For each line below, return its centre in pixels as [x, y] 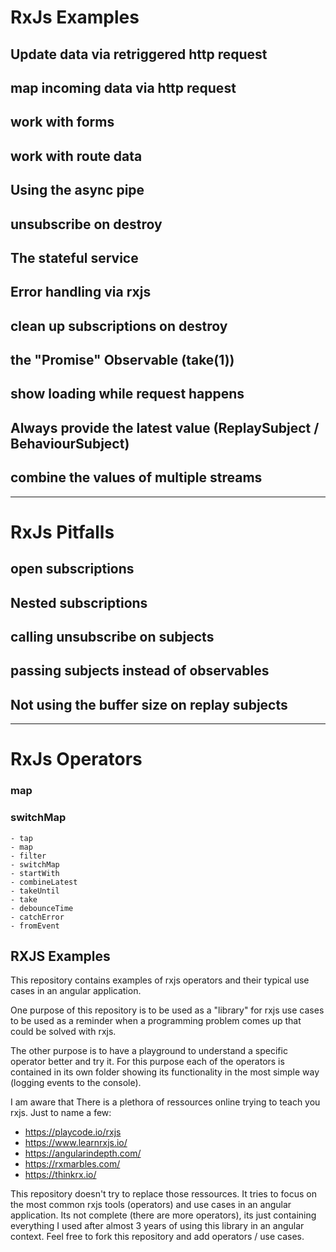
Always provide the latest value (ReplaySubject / [165, 427]
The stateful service [74, 257]
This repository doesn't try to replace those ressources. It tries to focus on [163, 1194]
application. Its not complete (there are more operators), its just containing [163, 1215]
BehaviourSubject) [70, 443]
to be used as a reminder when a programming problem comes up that [156, 1021]
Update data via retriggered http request [139, 54]
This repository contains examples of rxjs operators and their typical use [160, 980]
